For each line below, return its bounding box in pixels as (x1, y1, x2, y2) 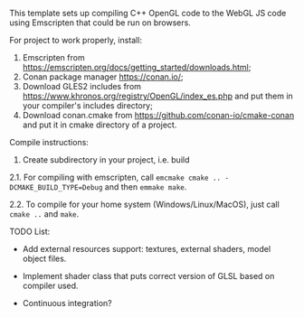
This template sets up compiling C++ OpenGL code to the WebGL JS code (9, 8, 287, 18)
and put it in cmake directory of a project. (22, 119, 177, 130)
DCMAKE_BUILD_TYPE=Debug (9, 183, 103, 192)
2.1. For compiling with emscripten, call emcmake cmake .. (9, 172, 222, 182)
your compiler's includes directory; (22, 100, 154, 111)
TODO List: (9, 226, 51, 237)
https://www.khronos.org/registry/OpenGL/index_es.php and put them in (22, 90, 294, 101)
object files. (22, 253, 67, 264)
